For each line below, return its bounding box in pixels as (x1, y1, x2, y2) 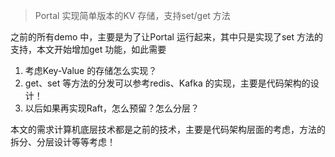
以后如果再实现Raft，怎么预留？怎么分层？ (24, 102, 200, 114)
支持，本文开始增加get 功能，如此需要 (10, 44, 167, 55)
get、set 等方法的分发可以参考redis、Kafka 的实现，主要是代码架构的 (24, 77, 311, 89)
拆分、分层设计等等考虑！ (10, 136, 116, 148)
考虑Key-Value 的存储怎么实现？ (24, 65, 158, 76)
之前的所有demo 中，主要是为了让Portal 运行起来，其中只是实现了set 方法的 (10, 31, 323, 43)
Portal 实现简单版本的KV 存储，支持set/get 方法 (34, 10, 231, 21)
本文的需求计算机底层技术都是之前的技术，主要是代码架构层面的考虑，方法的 (10, 124, 326, 135)
